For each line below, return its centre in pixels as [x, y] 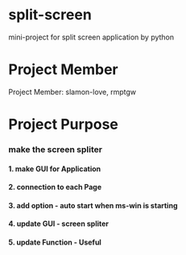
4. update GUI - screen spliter [58, 224]
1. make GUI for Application [55, 169]
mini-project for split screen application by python [91, 37]
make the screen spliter [56, 149]
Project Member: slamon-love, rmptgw [72, 92]
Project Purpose [64, 124]
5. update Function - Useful [55, 242]
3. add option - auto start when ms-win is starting [93, 205]
